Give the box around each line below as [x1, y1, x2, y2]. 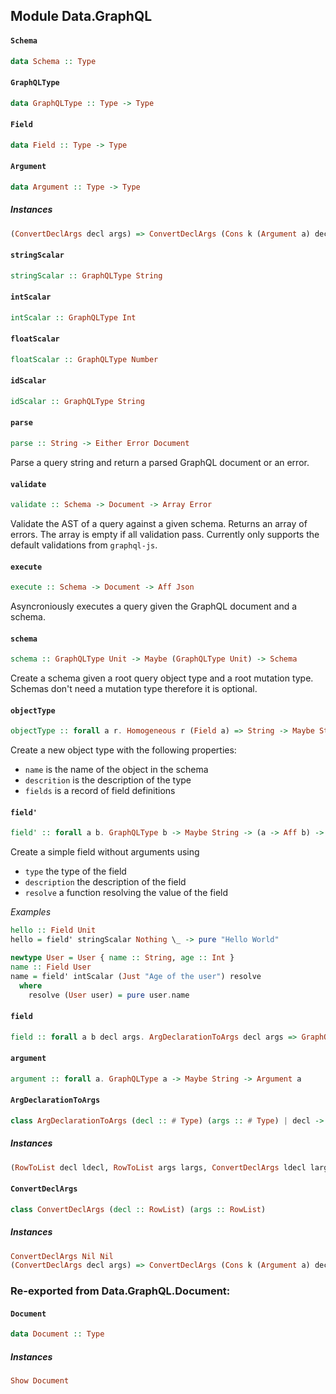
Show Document [10, 1376, 70, 1386]
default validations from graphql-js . [10, 539, 158, 551]
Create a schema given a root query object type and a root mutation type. [10, 672, 314, 684]
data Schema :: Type [10, 56, 97, 66]
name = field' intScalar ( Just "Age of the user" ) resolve [10, 971, 262, 981]
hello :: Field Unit [10, 925, 97, 936]
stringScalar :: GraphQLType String [10, 270, 163, 281]
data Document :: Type [10, 1329, 105, 1339]
